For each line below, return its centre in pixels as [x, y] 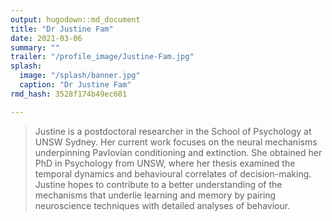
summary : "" [35, 47]
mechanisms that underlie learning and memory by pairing [155, 195]
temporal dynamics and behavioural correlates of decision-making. [173, 173]
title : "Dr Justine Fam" [62, 29]
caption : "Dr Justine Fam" [75, 85]
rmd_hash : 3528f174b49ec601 [69, 94]
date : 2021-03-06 [46, 38]
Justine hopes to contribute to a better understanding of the [158, 184]
